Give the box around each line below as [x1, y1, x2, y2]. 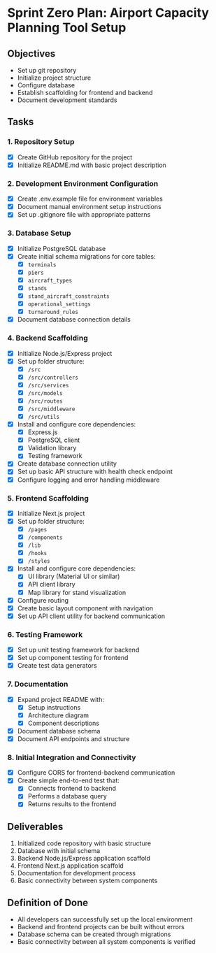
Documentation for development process [17, 869, 136, 877]
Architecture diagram [27, 711, 89, 719]
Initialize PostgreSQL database [17, 244, 106, 252]
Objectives [7, 48, 56, 59]
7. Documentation [7, 680, 69, 689]
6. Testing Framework [7, 629, 83, 639]
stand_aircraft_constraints [27, 292, 110, 300]
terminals [27, 261, 57, 268]
